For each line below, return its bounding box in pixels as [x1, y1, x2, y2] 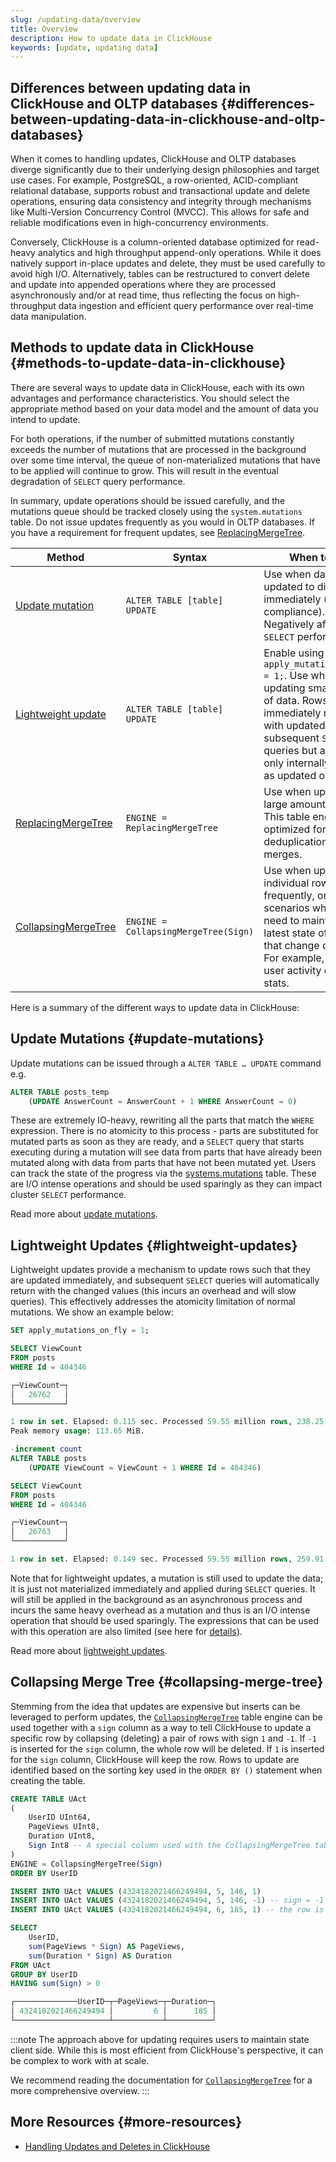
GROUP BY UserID [10, 1969, 78, 1980]
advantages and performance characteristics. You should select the [10, 392, 290, 404]
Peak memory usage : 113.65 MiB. [10, 1426, 145, 1436]
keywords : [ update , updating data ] [10, 42, 159, 53]
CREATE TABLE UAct [10, 1794, 87, 1804]
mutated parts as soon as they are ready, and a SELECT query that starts [10, 1136, 305, 1148]
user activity [263, 963, 322, 977]
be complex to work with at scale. [10, 2054, 150, 2066]
